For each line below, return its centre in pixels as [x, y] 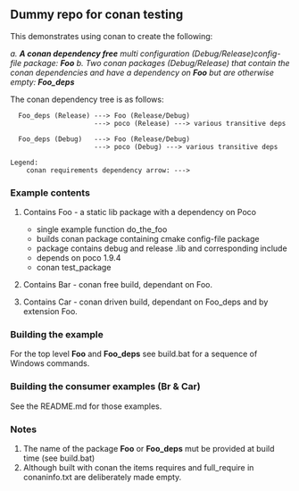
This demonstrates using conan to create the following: [112, 36]
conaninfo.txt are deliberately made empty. [102, 477]
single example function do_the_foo [102, 229]
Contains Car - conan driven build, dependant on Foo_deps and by [145, 302]
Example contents [50, 193]
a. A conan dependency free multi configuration [100, 54]
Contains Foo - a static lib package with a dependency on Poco [140, 212]
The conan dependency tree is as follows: [87, 99]
